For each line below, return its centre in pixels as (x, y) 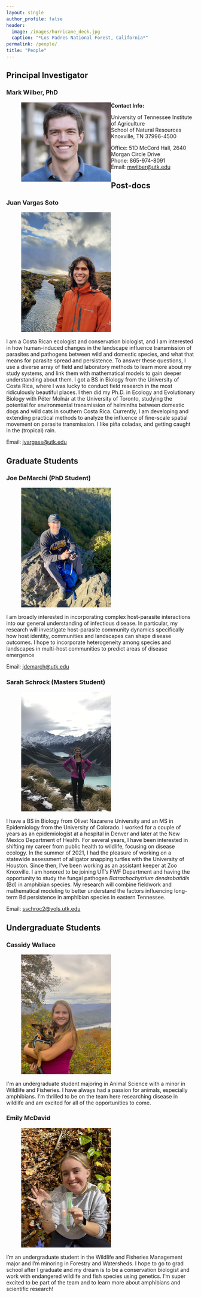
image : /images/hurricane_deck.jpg (56, 32)
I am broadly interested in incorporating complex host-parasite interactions (98, 617)
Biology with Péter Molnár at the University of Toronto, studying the (89, 399)
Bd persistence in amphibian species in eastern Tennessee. (92, 898)
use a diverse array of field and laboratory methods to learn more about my (99, 367)
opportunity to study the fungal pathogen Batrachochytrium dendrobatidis (98, 878)
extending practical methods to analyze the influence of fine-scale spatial (97, 418)
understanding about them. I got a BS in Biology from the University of (93, 380)
